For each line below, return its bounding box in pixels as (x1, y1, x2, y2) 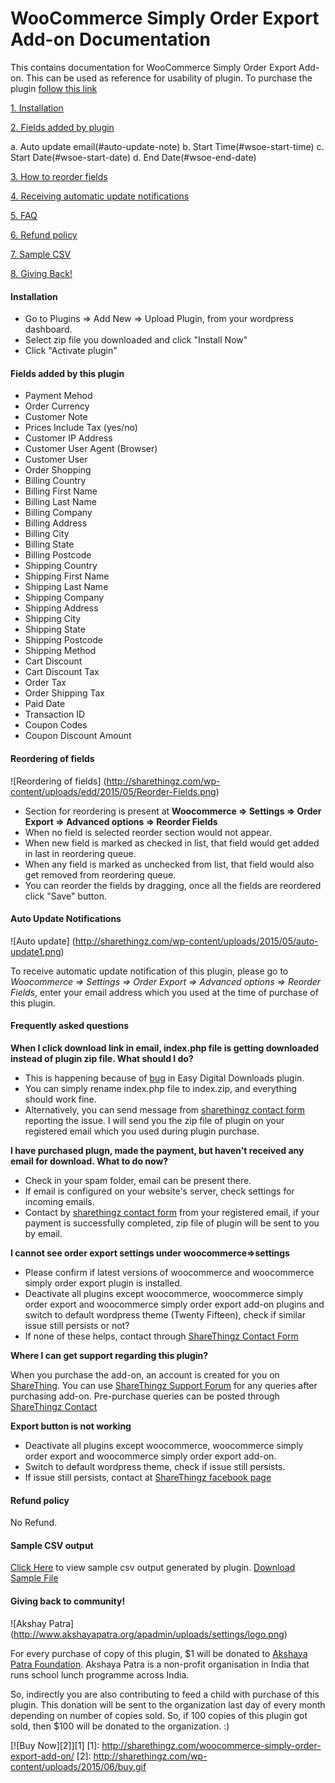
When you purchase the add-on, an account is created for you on (10, 1368, 280, 1381)
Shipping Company (24, 592, 105, 604)
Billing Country (24, 475, 87, 487)
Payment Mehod (24, 390, 93, 402)
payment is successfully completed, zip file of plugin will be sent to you (24, 1217, 320, 1229)
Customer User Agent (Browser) (24, 443, 158, 455)
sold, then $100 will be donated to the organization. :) (10, 1720, 230, 1732)
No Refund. (10, 1517, 58, 1529)
